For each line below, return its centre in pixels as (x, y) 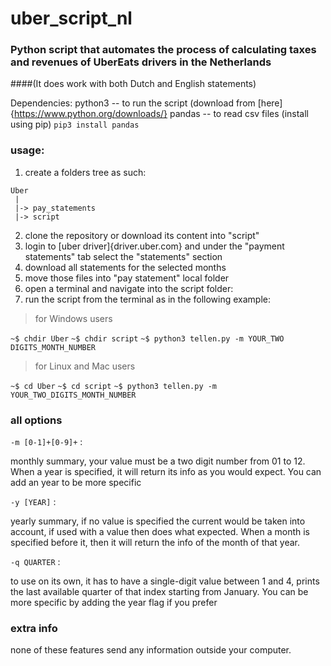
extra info (34, 628)
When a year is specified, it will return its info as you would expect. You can (166, 472)
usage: (27, 150)
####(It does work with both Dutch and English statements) (133, 84)
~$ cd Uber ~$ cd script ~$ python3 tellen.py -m (114, 386)
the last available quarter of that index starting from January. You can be (159, 592)
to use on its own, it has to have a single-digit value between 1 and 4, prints (165, 581)
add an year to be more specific (76, 483)
